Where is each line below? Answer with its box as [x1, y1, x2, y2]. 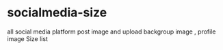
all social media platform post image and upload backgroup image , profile [7, 27, 216, 36]
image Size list [7, 34, 48, 42]
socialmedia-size [7, 5, 107, 21]
